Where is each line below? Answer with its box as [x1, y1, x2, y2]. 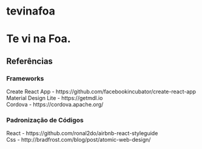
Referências [6, 56, 53, 66]
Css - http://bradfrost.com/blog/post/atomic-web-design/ [6, 136, 151, 144]
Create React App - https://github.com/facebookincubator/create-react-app [6, 88, 196, 95]
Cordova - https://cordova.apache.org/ [6, 101, 104, 108]
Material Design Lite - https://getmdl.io [6, 94, 103, 102]
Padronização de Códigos [6, 116, 84, 124]
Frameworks [6, 74, 44, 82]
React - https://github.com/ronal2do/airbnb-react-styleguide [6, 130, 158, 137]
